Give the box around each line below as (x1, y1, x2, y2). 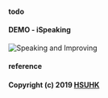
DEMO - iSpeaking (8, 25, 71, 35)
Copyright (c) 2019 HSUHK (8, 79, 100, 89)
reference (8, 62, 43, 71)
